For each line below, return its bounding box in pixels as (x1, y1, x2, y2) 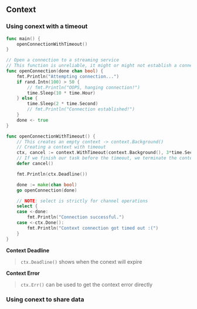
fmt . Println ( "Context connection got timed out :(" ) (27, 225, 159, 231)
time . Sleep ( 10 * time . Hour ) (27, 90, 96, 96)
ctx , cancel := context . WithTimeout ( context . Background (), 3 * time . (16, 150, 185, 156)
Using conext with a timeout (6, 22, 88, 31)
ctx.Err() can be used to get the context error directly (20, 281, 153, 288)
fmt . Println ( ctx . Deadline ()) (16, 171, 88, 177)
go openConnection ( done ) (16, 187, 77, 193)
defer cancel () (16, 161, 54, 167)
